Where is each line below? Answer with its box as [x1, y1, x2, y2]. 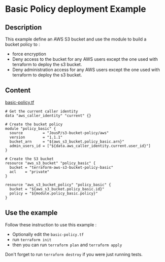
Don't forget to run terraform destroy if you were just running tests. [5, 251, 143, 257]
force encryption [12, 51, 47, 57]
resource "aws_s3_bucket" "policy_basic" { [5, 160, 96, 166]
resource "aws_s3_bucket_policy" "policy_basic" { [5, 182, 111, 187]
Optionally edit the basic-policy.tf [12, 231, 84, 237]
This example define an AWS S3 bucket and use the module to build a [5, 36, 147, 42]
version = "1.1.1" [9, 135, 63, 140]
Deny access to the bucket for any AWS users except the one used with [12, 56, 158, 62]
